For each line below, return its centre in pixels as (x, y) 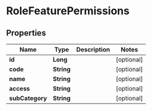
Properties (26, 33)
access (20, 89)
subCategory (28, 98)
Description (93, 50)
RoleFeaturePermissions (68, 11)
